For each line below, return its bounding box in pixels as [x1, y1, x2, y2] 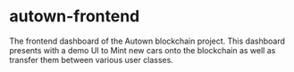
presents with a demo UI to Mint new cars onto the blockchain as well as [9, 44, 276, 55]
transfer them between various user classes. [9, 54, 174, 65]
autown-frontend [9, 6, 140, 27]
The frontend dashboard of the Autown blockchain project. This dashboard [9, 36, 286, 46]
